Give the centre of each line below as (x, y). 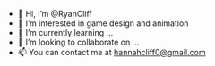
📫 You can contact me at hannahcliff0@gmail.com (112, 52)
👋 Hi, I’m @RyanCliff (55, 14)
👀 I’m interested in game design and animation (103, 23)
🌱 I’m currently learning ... (65, 33)
